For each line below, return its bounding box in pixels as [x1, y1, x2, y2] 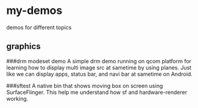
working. [6, 95, 29, 102]
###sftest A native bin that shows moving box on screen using [6, 82, 163, 89]
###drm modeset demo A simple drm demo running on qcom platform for [6, 57, 192, 64]
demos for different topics [6, 24, 72, 31]
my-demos [6, 4, 63, 18]
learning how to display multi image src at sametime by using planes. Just [6, 64, 192, 71]
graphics [6, 41, 41, 52]
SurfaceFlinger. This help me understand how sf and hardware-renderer [6, 89, 188, 96]
